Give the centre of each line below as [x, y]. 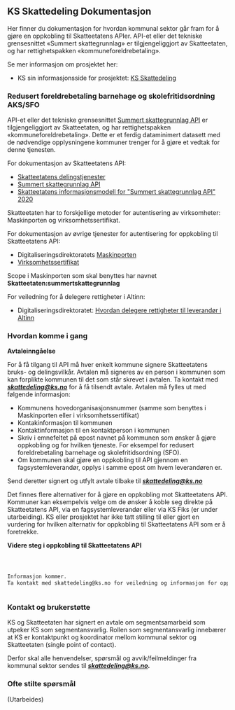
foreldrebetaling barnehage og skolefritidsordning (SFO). [99, 453]
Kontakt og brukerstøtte [49, 607]
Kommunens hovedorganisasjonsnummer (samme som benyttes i [112, 408]
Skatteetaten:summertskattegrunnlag [64, 284]
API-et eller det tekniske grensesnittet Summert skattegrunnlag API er [108, 120]
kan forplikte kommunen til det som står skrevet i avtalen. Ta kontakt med [113, 380]
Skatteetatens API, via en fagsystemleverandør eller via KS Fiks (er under [113, 510]
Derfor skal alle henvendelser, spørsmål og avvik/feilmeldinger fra [102, 658]
